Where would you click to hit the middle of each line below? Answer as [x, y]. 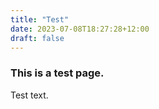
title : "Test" [40, 19]
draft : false [37, 38]
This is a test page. [57, 73]
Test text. [29, 95]
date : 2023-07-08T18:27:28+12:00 [80, 29]
